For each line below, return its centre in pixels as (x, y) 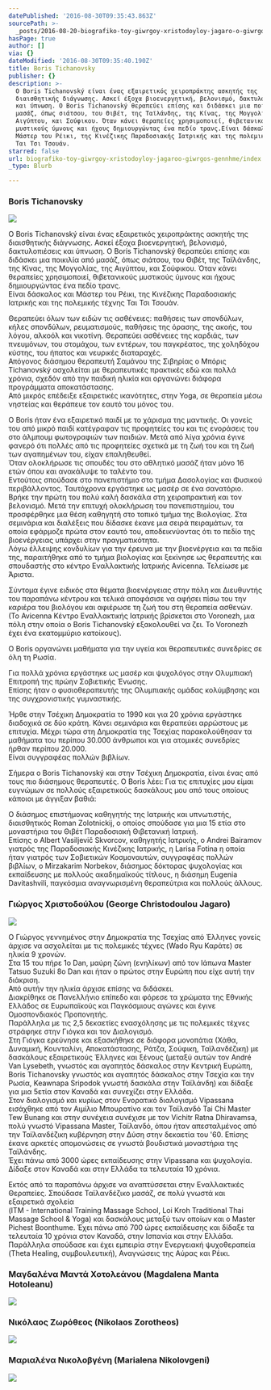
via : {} (21, 53)
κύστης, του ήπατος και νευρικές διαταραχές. (85, 353)
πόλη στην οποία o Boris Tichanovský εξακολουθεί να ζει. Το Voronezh (128, 625)
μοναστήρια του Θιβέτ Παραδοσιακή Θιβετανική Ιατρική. (104, 832)
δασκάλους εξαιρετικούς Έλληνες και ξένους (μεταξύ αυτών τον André (130, 1057)
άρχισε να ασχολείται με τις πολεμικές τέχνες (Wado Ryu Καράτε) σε (126, 946)
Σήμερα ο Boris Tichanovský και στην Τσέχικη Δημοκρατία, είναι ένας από (133, 773)
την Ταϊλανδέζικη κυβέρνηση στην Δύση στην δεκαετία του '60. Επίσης (128, 1134)
